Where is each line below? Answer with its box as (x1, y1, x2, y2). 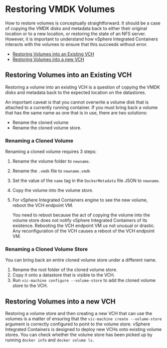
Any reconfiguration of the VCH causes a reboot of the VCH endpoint (12, 228, 155, 234)
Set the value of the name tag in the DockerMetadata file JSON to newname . (12, 177, 160, 183)
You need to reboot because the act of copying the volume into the (12, 212, 151, 218)
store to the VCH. (12, 282, 48, 288)
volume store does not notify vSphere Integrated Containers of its (12, 217, 148, 223)
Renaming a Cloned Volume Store (5, 245, 88, 252)
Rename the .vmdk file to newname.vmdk (12, 168, 91, 174)
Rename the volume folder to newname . (12, 158, 90, 164)
